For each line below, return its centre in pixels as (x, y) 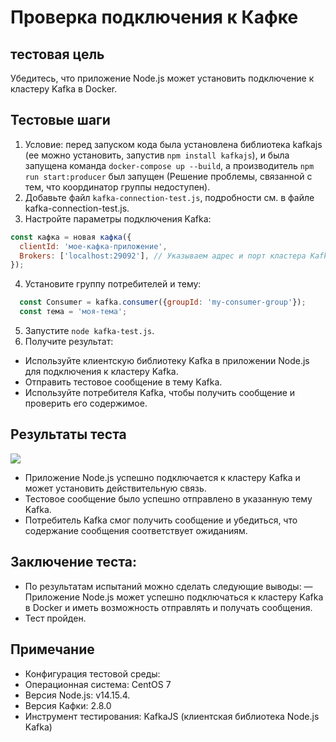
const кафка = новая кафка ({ (71, 237)
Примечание (52, 649)
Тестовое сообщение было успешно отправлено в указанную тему (168, 498)
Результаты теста (68, 434)
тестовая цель (57, 54)
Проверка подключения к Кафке (154, 17)
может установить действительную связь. (115, 488)
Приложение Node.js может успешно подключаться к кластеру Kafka (174, 597)
